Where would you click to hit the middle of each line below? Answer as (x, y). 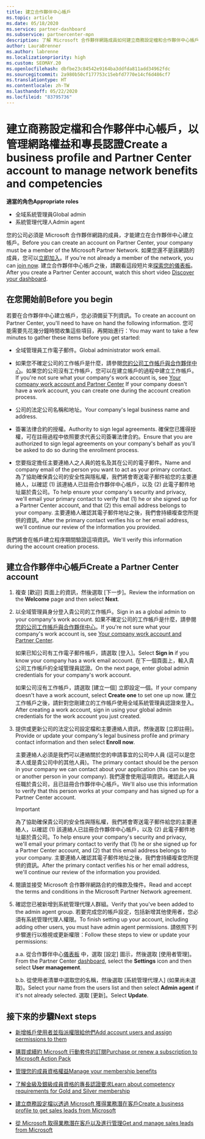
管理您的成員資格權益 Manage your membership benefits (86, 1071)
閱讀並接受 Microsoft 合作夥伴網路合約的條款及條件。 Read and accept (103, 885)
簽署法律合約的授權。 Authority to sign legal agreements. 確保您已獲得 (103, 429)
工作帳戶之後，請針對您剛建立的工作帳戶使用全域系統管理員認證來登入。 (106, 703)
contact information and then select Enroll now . (75, 742)
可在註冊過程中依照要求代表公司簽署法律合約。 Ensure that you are (109, 436)
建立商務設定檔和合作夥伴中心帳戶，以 (103, 129)
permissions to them (41, 1039)
